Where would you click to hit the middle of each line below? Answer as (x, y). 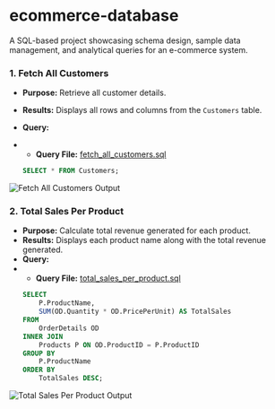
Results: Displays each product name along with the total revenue (144, 240)
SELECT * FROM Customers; (70, 171)
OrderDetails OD (69, 328)
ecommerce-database (94, 16)
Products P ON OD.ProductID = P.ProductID (119, 345)
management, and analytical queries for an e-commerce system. (129, 49)
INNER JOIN (43, 336)
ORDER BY (39, 370)
